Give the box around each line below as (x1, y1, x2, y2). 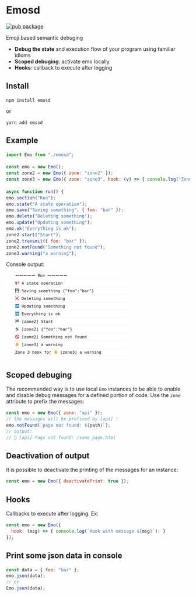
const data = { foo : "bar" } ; (6, 567, 80, 573)
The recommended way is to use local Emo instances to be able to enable (6, 385, 181, 392)
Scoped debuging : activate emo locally (14, 58, 110, 65)
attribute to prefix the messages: (6, 398, 85, 405)
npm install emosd (6, 97, 51, 103)
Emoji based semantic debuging (6, 34, 83, 41)
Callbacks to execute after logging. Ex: (6, 510, 99, 517)
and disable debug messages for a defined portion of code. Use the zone (6, 392, 181, 399)
